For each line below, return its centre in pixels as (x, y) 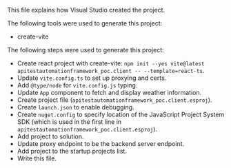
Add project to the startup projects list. (72, 151)
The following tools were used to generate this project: (85, 23)
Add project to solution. (50, 136)
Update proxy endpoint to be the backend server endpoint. (101, 144)
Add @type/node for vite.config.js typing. (77, 85)
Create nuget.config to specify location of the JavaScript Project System (121, 114)
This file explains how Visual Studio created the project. (86, 10)
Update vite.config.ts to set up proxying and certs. (92, 78)
